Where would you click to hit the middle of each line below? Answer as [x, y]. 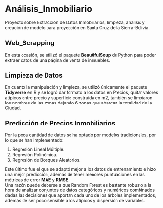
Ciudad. [13, 108]
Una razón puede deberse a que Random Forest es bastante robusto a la [78, 185]
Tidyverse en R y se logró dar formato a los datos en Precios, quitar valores [81, 92]
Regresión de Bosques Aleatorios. [46, 160]
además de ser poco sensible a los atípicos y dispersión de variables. [75, 201]
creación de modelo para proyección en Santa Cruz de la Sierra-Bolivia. [78, 27]
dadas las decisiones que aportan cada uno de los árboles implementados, [81, 195]
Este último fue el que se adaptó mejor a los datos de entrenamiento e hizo [81, 169]
